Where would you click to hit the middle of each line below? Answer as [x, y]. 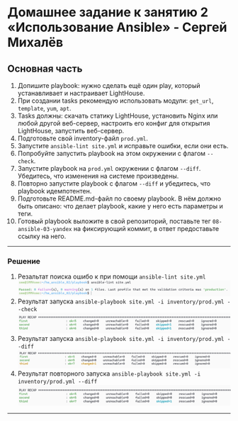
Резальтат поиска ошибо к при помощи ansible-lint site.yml [112, 276]
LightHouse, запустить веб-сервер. [71, 131]
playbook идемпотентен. [55, 191]
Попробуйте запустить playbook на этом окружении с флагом [112, 153]
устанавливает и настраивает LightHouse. [81, 93]
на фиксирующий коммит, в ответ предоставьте [146, 229]
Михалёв [35, 43]
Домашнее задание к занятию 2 [108, 12]
